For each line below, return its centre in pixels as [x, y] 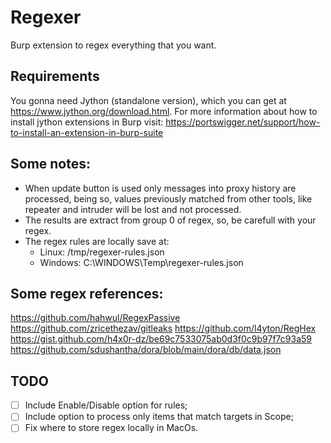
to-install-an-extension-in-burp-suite [87, 132]
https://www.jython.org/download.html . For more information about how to [164, 111]
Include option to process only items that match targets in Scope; [159, 417]
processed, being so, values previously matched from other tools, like [168, 198]
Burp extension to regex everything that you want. [113, 45]
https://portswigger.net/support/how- [243, 122]
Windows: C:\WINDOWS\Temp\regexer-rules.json [141, 262]
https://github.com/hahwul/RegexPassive [95, 318]
